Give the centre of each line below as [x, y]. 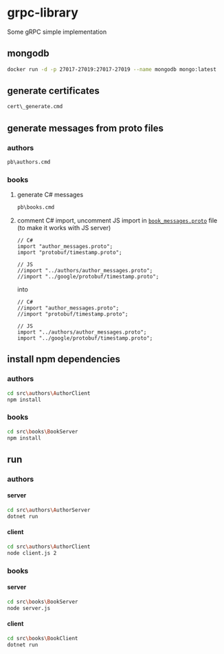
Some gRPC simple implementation [57, 32]
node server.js [29, 608]
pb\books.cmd [36, 207]
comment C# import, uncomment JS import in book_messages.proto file [117, 221]
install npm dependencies [64, 359]
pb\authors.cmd [29, 162]
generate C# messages [50, 195]
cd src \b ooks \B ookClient [43, 638]
